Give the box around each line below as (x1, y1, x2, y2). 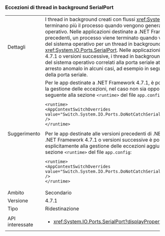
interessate (7, 221, 33, 228)
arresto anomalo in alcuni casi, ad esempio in (45, 65, 149, 72)
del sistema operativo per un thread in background (45, 41, 162, 48)
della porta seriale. (45, 71, 88, 78)
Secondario (45, 189, 72, 196)
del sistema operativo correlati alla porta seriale (45, 59, 155, 66)
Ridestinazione (45, 206, 80, 212)
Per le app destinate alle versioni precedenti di (45, 130, 152, 137)
